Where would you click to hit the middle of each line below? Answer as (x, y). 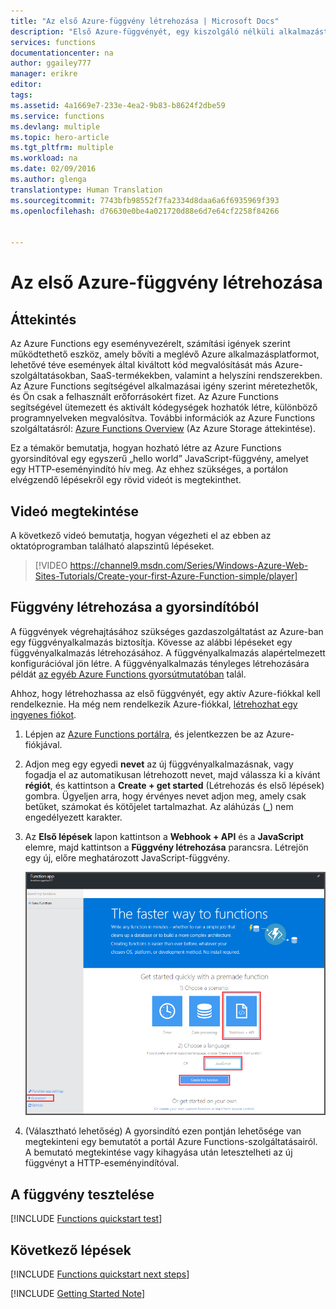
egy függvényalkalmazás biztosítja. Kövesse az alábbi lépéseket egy (151, 642)
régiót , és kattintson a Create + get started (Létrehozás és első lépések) (174, 785)
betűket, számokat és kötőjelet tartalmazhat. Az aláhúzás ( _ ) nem (159, 806)
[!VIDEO (51, 565)
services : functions (53, 42)
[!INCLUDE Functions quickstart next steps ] (100, 1274)
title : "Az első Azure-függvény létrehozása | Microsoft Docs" (145, 21)
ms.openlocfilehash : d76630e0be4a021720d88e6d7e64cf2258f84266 (145, 211)
